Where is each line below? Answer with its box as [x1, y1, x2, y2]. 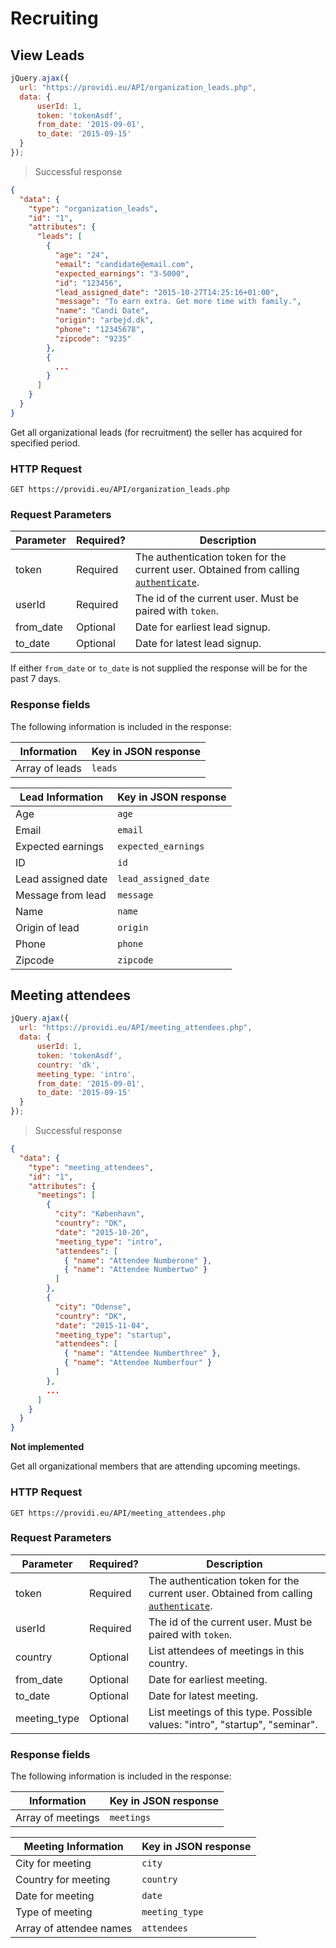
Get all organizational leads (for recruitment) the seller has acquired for [10, 426, 303, 438]
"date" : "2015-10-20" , [54, 1227, 150, 1237]
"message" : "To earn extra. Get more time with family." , [54, 297, 302, 307]
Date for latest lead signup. [134, 637, 262, 651]
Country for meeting [15, 1873, 111, 1887]
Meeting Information [23, 1840, 124, 1854]
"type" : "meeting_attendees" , [28, 1162, 155, 1172]
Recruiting [10, 7, 99, 30]
